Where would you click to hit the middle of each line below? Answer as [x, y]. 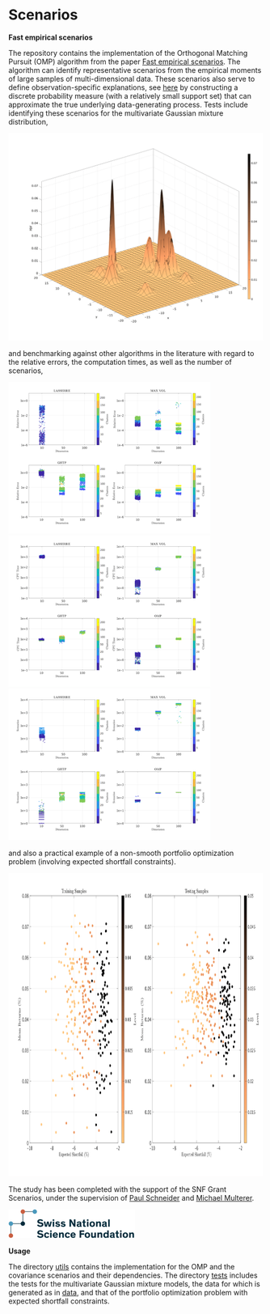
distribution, [28, 121]
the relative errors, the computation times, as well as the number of [120, 362]
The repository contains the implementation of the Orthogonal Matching [128, 53]
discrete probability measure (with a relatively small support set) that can [130, 95]
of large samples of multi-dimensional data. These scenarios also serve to [132, 78]
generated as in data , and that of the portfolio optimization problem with [128, 1292]
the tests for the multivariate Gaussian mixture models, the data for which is [134, 1283]
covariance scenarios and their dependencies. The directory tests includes [133, 1275]
